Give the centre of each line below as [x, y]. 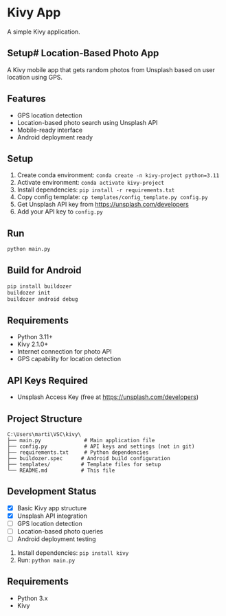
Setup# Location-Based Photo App [83, 53]
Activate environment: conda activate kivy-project [91, 183]
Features [26, 99]
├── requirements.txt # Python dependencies [78, 452]
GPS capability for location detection [69, 359]
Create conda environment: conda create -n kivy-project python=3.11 [118, 175]
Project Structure [45, 419]
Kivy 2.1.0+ [33, 344]
